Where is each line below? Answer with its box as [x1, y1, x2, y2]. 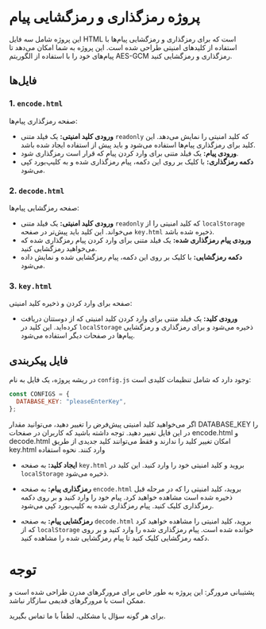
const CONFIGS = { [9, 390, 70, 399]
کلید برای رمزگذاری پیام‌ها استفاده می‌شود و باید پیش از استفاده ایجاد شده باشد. [20, 140, 256, 149]
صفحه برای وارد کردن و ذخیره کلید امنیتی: [9, 299, 133, 308]
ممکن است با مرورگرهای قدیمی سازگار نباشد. [9, 596, 146, 605]
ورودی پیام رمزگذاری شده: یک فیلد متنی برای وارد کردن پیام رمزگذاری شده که [20, 235, 252, 245]
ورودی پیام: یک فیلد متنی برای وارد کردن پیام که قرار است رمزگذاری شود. [20, 148, 239, 158]
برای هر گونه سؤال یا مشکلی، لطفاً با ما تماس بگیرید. [9, 611, 166, 620]
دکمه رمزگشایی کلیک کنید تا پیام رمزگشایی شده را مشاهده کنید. [20, 533, 210, 542]
